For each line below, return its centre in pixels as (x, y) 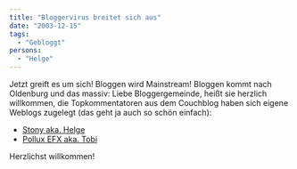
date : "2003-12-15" (45, 26)
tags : (19, 34)
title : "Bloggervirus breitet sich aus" (86, 17)
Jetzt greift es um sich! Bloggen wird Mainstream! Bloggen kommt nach (140, 84)
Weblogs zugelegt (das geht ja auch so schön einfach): (111, 113)
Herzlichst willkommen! (52, 156)
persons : (25, 51)
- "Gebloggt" (41, 42)
